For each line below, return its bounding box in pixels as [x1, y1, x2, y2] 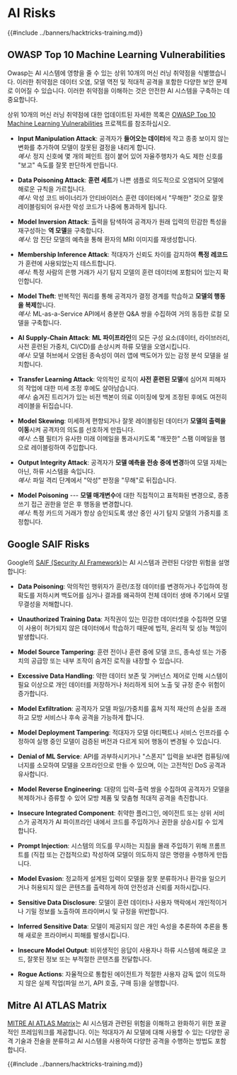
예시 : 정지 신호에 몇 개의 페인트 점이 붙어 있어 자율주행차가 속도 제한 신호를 [17, 152, 224, 160]
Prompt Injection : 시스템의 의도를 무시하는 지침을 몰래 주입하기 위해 [17, 841, 207, 850]
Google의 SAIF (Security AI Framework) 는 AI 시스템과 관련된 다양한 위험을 [7, 558, 217, 567]
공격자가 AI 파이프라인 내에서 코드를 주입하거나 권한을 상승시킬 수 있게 [30, 817, 224, 826]
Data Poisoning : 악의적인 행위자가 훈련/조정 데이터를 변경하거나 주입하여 [17, 582, 221, 591]
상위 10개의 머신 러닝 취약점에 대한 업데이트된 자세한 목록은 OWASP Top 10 [7, 110, 216, 118]
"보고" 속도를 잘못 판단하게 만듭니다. [17, 161, 118, 169]
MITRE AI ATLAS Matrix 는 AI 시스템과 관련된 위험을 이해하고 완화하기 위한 [7, 1019, 214, 1028]
